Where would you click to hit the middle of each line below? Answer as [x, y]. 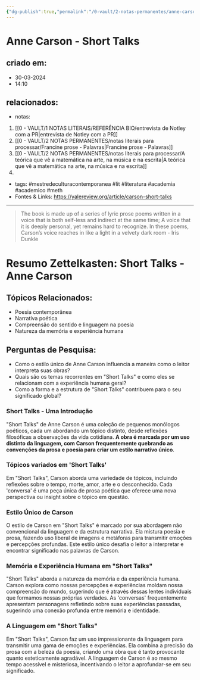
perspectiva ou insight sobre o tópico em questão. [68, 497]
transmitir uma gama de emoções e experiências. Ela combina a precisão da [100, 645]
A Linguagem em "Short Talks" [52, 626]
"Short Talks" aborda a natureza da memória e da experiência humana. [93, 579]
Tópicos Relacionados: [49, 298]
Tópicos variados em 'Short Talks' [57, 465]
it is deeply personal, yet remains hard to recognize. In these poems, [105, 226]
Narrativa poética [36, 319]
